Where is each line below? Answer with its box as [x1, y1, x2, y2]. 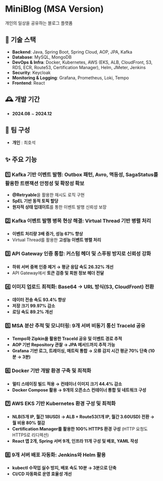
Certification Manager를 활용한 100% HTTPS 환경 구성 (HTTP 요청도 [12, 426, 148, 431]
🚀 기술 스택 [5, 36, 36, 44]
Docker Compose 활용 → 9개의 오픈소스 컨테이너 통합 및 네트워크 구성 [12, 387, 146, 392]
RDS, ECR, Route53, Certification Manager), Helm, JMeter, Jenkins [12, 64, 146, 70]
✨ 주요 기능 [5, 155, 37, 163]
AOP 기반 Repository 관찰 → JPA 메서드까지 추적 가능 [12, 342, 115, 348]
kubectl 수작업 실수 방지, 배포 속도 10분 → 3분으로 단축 [12, 465, 117, 471]
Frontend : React [12, 80, 45, 86]
